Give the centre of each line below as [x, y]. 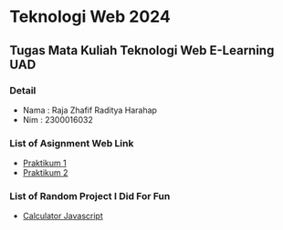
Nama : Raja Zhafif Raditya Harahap [90, 110]
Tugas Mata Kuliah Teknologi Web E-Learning [142, 50]
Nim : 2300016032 [58, 119]
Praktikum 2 [45, 173]
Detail [23, 90]
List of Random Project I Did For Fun [90, 196]
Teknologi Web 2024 [90, 17]
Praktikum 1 [44, 163]
